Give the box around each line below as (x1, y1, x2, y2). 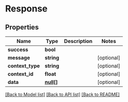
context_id (7, 70, 33, 77)
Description (64, 38, 92, 44)
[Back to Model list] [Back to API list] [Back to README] (5, 91, 120, 97)
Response (5, 3, 48, 14)
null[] (44, 78, 58, 85)
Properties (5, 23, 39, 31)
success (7, 46, 28, 53)
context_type (7, 62, 40, 69)
